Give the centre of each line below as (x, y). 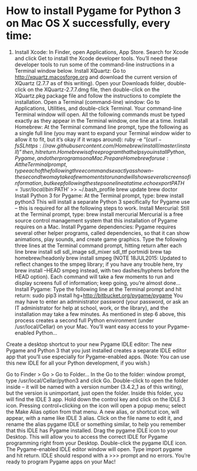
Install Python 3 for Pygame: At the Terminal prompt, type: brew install (99, 196)
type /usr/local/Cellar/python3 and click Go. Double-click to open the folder (97, 381)
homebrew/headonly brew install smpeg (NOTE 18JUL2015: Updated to (101, 258)
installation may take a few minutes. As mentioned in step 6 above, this (100, 314)
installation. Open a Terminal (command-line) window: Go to (87, 102)
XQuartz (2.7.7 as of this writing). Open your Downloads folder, (90, 83)
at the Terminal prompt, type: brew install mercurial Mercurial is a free (99, 214)
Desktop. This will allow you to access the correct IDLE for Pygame (87, 436)
